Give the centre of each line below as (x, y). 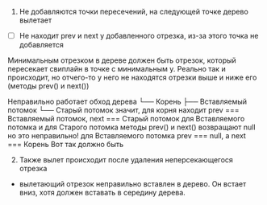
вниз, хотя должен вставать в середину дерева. (102, 193)
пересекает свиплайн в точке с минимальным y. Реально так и (117, 69)
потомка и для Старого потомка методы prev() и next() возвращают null (131, 127)
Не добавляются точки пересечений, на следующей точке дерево (134, 12)
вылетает (35, 20)
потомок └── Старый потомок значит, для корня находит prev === (123, 110)
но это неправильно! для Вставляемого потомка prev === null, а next (127, 136)
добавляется (41, 45)
